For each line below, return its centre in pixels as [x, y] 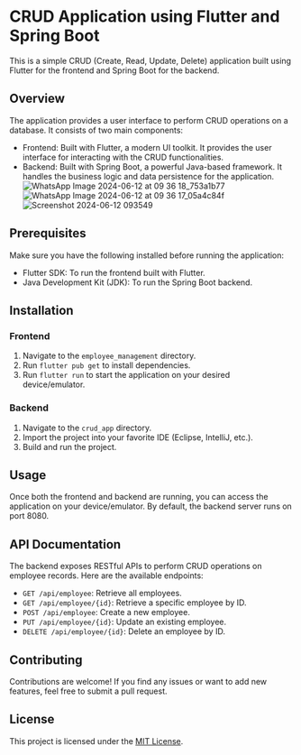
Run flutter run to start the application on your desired [126, 375]
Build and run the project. [69, 447]
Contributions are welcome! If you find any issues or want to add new [138, 681]
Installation [41, 310]
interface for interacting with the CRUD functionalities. [123, 157]
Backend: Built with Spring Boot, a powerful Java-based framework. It [152, 166]
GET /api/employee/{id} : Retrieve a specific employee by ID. [134, 603]
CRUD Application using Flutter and [145, 17]
